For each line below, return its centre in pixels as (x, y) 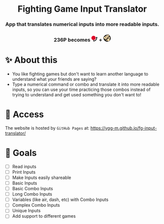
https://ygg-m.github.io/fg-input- (124, 128)
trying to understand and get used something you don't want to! (77, 94)
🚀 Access (24, 115)
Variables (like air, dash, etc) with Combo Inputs (60, 200)
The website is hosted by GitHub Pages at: (47, 128)
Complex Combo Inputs (36, 205)
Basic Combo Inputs (33, 189)
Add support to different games (44, 216)
